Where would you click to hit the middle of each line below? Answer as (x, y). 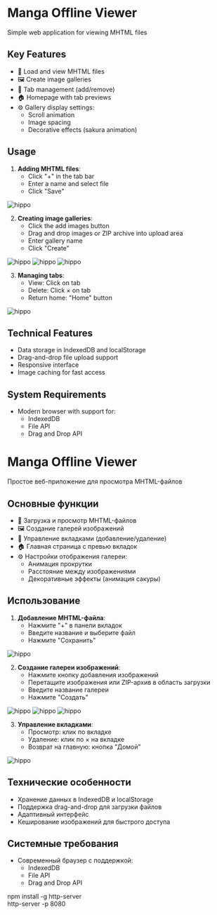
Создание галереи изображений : (69, 667)
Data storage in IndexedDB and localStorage (81, 350)
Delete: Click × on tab (59, 290)
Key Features (37, 54)
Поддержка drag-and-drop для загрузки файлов (90, 807)
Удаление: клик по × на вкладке (76, 739)
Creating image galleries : (55, 218)
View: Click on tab (54, 283)
